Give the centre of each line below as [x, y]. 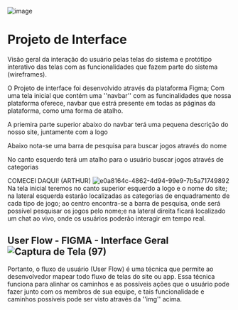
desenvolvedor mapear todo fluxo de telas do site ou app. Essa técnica [111, 276]
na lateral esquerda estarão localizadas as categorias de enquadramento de [119, 196]
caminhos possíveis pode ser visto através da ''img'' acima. [95, 299]
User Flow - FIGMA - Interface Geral [88, 241]
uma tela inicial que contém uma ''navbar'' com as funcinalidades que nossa [119, 95]
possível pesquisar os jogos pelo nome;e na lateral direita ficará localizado [117, 211]
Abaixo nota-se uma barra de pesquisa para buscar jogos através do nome [117, 145]
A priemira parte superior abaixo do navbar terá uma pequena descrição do [118, 124]
